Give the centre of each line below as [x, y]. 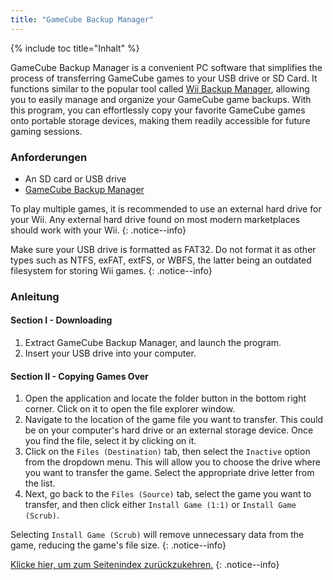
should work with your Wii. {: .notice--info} [98, 230]
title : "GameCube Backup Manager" [82, 19]
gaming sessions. [46, 131]
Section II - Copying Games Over [79, 376]
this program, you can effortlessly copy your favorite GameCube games [158, 110]
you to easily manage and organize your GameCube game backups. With [161, 99]
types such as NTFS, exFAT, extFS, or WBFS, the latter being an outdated [161, 260]
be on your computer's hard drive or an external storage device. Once [169, 430]
